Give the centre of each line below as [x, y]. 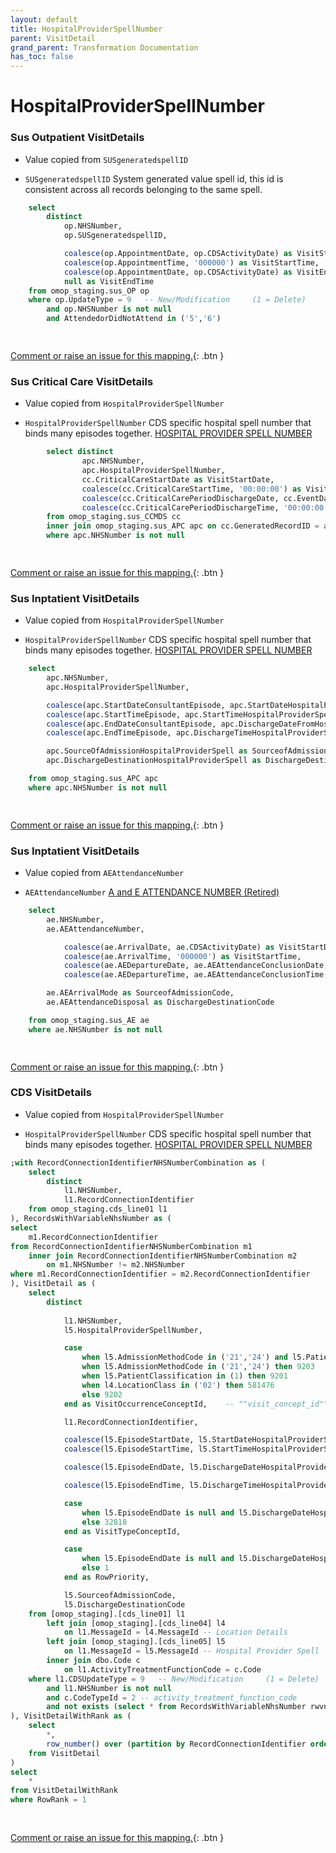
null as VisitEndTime [109, 281]
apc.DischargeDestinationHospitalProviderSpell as [154, 761]
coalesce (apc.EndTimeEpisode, [109, 733]
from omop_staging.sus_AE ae [89, 1020]
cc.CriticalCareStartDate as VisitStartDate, [178, 479]
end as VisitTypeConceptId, [122, 1531]
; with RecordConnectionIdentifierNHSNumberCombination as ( [138, 1162]
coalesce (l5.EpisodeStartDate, [129, 1440]
